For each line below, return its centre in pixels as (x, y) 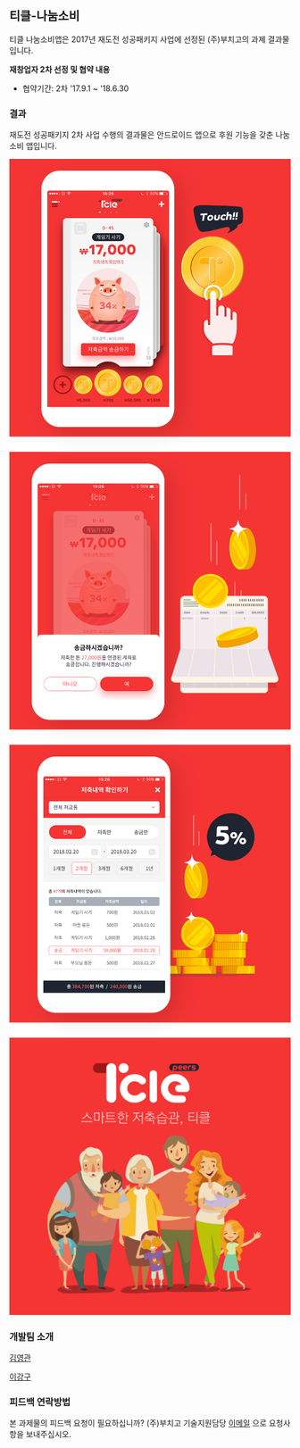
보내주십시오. (49, 1435)
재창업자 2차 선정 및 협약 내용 (59, 69)
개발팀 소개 (32, 1336)
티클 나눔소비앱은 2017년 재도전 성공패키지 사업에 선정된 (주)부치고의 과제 (137, 39)
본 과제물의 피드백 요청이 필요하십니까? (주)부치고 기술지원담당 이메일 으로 (138, 1423)
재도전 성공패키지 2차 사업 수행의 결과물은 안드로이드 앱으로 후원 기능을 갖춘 (142, 135)
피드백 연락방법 (40, 1402)
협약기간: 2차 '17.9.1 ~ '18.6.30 (75, 88)
